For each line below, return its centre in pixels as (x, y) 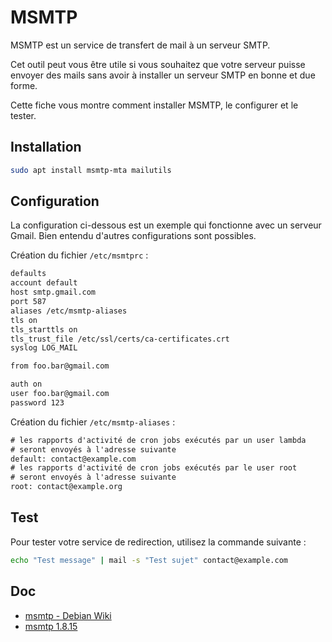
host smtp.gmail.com (53, 292)
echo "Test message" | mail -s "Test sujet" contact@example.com (149, 560)
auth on (26, 384)
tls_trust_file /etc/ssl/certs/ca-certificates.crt (120, 339)
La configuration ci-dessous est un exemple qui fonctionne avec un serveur (166, 225)
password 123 (37, 402)
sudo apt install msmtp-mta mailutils (91, 170)
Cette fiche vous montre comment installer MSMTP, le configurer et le (154, 105)
